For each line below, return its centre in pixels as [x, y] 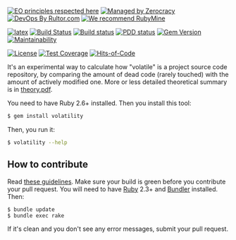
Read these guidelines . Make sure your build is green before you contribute [117, 181]
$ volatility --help [38, 142]
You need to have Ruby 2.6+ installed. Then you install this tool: [99, 103]
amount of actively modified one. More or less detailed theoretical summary [117, 82]
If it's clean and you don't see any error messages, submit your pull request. [118, 229]
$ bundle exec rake [36, 215]
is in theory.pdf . [30, 89]
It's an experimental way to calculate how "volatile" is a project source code [117, 67]
